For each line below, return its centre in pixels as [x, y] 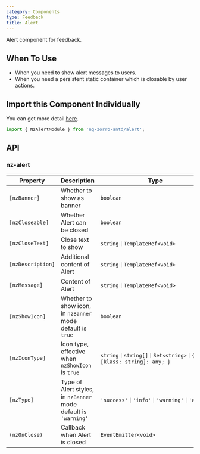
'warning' [74, 418]
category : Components [33, 12]
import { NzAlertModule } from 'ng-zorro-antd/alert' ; [76, 129]
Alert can [73, 222]
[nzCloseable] [29, 222]
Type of [71, 382]
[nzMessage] [26, 285]
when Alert [76, 434]
